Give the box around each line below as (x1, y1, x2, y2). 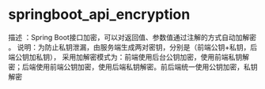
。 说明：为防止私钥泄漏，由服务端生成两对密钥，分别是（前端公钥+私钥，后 (8, 42, 258, 52)
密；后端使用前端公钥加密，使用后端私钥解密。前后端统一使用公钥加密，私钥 (8, 61, 258, 72)
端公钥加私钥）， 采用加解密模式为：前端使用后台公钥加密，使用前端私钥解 (8, 52, 249, 61)
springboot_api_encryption (8, 6, 191, 24)
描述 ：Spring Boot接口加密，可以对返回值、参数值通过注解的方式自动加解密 (8, 32, 257, 42)
